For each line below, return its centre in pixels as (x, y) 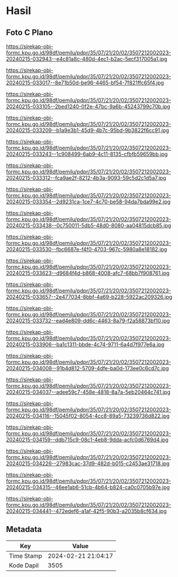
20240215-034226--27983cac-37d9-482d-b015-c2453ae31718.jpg (88, 463)
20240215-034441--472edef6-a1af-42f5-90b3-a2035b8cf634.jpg (87, 511)
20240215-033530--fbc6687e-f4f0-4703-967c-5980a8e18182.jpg (87, 249)
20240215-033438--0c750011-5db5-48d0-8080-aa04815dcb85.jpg (89, 226)
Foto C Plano (29, 33)
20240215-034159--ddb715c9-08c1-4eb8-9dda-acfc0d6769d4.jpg (87, 440)
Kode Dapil (24, 565)
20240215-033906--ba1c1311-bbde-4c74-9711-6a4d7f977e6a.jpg (85, 344)
